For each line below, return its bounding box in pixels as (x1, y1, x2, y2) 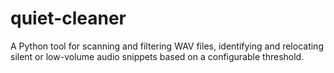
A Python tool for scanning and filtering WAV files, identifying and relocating (10, 40, 324, 52)
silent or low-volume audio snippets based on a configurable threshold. (10, 50, 305, 62)
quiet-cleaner (10, 7, 127, 30)
